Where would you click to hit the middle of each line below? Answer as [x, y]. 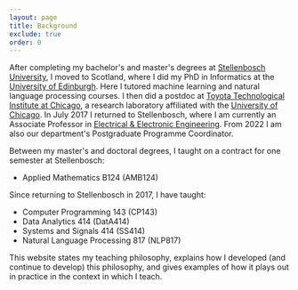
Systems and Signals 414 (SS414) [83, 231]
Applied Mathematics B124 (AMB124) [90, 178]
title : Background [43, 26]
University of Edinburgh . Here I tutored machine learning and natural [135, 86]
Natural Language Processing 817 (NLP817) [101, 240]
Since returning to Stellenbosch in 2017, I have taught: [108, 195]
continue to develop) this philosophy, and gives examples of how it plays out [149, 267]
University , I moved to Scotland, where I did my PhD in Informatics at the [142, 77]
